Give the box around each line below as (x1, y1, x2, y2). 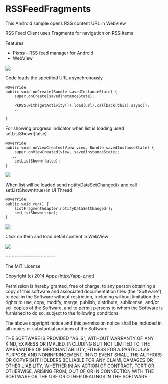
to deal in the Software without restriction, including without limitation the (5, 293, 159, 300)
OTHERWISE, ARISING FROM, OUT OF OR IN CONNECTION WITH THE (5, 368, 154, 374)
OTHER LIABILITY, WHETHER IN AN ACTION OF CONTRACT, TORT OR (5, 362, 154, 369)
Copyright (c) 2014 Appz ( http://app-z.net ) (5, 273, 95, 279)
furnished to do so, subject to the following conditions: (5, 310, 120, 316)
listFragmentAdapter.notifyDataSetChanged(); (14, 206, 113, 211)
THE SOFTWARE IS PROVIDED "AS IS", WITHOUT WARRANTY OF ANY (5, 335, 154, 341)
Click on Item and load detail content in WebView (5, 233, 109, 239)
